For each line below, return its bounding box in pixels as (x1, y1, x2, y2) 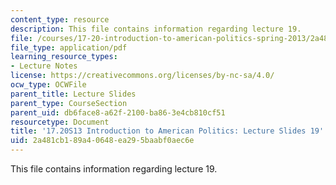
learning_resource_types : (10, 52, 118, 62)
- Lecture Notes (10, 61, 78, 71)
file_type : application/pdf (10, 42, 128, 53)
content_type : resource (10, 14, 110, 25)
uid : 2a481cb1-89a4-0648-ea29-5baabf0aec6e (10, 136, 195, 146)
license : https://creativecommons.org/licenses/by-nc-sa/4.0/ (10, 71, 275, 81)
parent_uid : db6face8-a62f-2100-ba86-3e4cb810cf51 (10, 107, 226, 118)
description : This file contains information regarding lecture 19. (10, 24, 302, 34)
